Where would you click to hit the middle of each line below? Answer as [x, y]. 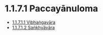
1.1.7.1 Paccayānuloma [51, 9]
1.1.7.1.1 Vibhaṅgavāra [34, 22]
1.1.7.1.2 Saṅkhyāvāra [33, 27]
